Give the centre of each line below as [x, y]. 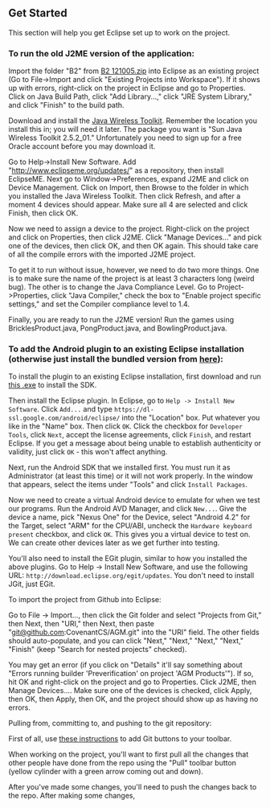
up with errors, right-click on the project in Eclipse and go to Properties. [127, 88]
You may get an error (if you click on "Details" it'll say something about [125, 665]
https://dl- [134, 410]
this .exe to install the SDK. [53, 385]
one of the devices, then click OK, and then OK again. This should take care [133, 246]
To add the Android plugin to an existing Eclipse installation [127, 349]
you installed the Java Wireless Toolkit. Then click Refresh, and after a [125, 196]
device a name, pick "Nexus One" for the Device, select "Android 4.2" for [129, 517]
